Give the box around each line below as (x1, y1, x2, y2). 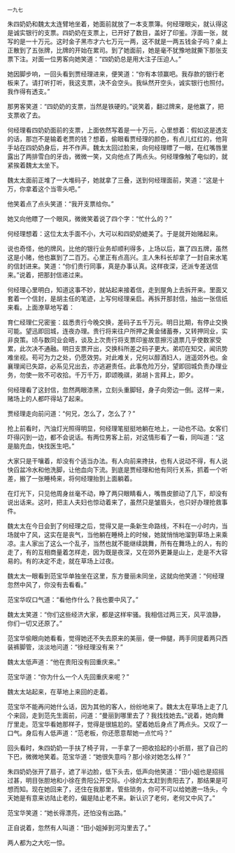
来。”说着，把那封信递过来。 (7, 271, 87, 279)
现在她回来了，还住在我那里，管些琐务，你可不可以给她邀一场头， (31, 785, 222, 793)
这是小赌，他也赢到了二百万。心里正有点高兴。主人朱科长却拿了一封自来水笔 (7, 253, 228, 261)
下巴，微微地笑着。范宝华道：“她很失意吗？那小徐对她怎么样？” (7, 753, 191, 760)
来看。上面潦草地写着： (7, 303, 75, 311)
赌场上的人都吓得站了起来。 (7, 395, 87, 402)
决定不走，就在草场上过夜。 (37, 557, 117, 565)
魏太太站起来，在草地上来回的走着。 (7, 687, 112, 696)
